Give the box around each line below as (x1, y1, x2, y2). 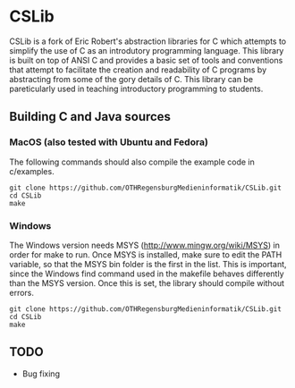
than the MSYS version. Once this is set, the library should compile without (9, 277, 284, 288)
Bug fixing (21, 368, 61, 379)
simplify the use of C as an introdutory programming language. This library (9, 45, 284, 55)
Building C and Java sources (9, 109, 172, 124)
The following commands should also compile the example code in (9, 156, 255, 167)
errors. (9, 287, 34, 298)
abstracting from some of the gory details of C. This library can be (9, 73, 253, 84)
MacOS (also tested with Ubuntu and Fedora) (9, 136, 208, 148)
